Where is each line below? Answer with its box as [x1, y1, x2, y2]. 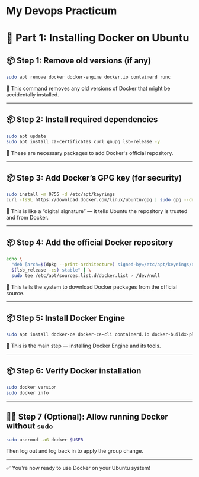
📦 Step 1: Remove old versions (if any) [6, 55, 152, 66]
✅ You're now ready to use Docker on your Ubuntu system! [6, 465, 151, 472]
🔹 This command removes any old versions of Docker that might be [6, 85, 171, 92]
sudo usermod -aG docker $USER [6, 437, 84, 443]
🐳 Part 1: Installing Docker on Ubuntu [6, 31, 190, 45]
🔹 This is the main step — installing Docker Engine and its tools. [6, 342, 161, 350]
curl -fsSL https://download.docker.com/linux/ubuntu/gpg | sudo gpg [6, 197, 182, 203]
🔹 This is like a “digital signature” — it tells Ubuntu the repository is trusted [6, 208, 188, 215]
